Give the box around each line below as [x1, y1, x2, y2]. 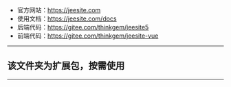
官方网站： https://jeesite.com [16, 6, 101, 14]
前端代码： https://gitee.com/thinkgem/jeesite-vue [16, 32, 159, 40]
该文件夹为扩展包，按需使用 [7, 60, 125, 72]
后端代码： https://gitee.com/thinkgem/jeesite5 [16, 23, 149, 31]
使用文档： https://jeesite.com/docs [16, 14, 117, 23]
